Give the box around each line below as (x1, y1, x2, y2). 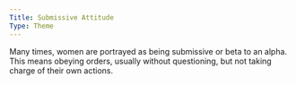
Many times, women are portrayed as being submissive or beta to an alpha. (9, 46, 288, 56)
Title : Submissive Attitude (9, 13, 115, 22)
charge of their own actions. (9, 64, 114, 76)
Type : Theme (9, 21, 54, 30)
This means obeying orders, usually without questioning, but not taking (9, 55, 272, 66)
